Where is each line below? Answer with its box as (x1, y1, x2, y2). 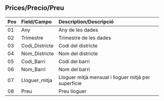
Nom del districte (58, 50, 98, 57)
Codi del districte (58, 42, 98, 49)
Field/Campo (21, 18, 52, 25)
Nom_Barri (21, 66, 46, 72)
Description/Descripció (58, 18, 114, 25)
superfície (58, 80, 82, 86)
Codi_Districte (21, 42, 54, 49)
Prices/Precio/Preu (5, 4, 64, 12)
